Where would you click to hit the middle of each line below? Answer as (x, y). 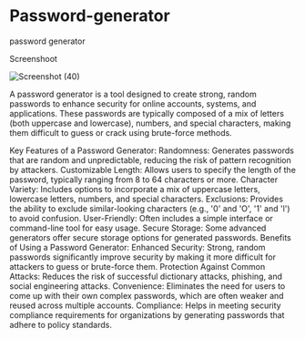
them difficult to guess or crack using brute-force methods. (121, 132)
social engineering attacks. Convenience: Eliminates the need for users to (147, 286)
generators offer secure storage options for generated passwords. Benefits (150, 237)
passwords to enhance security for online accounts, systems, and (133, 103)
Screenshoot (33, 58)
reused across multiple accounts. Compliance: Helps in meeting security (145, 305)
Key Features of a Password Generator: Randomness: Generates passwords (152, 150)
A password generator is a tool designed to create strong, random (133, 94)
